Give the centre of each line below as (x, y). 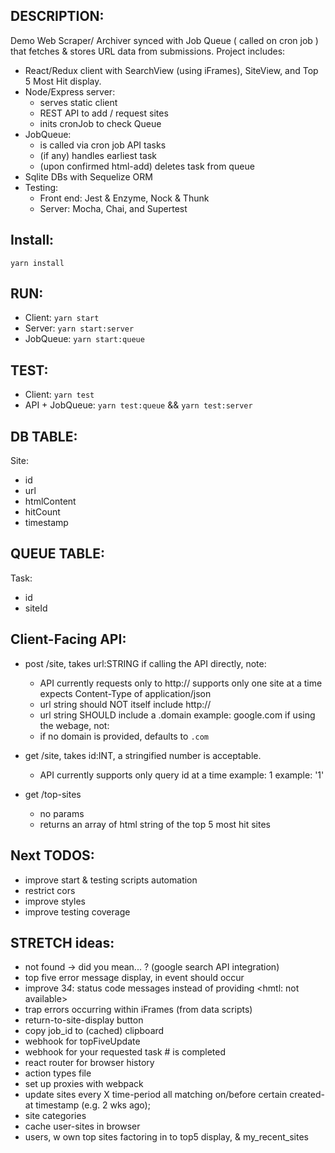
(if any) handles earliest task (98, 155)
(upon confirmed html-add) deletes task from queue (147, 166)
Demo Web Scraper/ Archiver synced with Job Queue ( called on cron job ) (164, 40)
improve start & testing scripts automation (111, 880)
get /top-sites (53, 794)
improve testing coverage (77, 911)
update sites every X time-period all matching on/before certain (156, 1095)
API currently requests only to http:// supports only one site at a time (181, 683)
